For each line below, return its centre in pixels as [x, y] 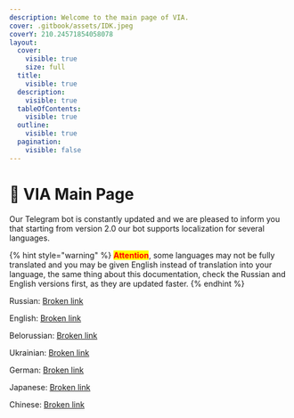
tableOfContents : [49, 109]
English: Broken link [45, 318]
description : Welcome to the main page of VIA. [99, 17]
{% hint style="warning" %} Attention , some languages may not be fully [142, 255]
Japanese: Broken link [50, 387]
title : [29, 76]
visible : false [53, 150]
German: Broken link [47, 370]
